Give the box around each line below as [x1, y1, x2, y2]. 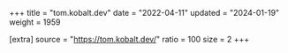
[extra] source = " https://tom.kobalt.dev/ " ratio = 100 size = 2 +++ [9, 34, 250, 44]
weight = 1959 [9, 17, 61, 27]
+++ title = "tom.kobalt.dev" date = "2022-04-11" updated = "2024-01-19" [9, 8, 280, 18]
